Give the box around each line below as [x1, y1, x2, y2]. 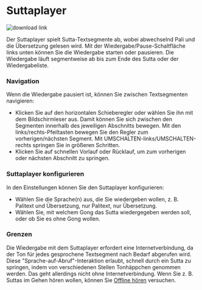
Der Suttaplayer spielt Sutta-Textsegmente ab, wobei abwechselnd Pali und [6, 35, 195, 43]
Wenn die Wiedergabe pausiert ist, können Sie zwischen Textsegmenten [6, 91, 188, 98]
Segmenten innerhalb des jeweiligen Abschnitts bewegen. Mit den [15, 122, 181, 129]
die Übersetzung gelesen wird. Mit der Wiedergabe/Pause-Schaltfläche [6, 42, 186, 49]
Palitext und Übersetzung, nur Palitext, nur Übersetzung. [15, 202, 157, 209]
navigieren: [6, 97, 35, 104]
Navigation [6, 77, 40, 85]
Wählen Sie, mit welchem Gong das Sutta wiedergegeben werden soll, [15, 208, 192, 216]
